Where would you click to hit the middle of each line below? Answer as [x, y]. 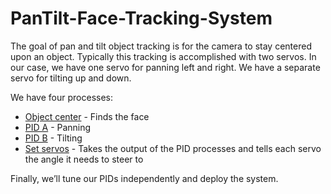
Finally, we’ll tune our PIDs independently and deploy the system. [144, 178]
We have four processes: [61, 97]
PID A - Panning [58, 127]
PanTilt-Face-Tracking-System [141, 18]
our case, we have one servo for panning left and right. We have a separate [165, 67]
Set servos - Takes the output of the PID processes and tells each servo [173, 148]
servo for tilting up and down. [71, 78]
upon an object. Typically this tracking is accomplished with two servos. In [163, 56]
